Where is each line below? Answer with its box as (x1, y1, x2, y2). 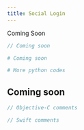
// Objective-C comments (7, 105, 78, 111)
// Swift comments (7, 116, 59, 124)
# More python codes (7, 67, 66, 74)
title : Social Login (7, 10, 66, 17)
